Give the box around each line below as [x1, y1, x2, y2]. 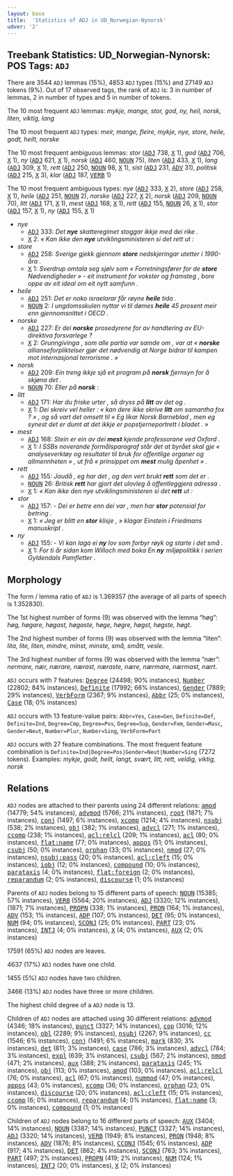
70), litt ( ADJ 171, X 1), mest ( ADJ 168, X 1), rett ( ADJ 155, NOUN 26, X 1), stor [7, 199, 218, 208]
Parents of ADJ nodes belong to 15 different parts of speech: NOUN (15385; [7, 889, 218, 897]
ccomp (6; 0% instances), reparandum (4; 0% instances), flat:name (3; [7, 1096, 218, 1104]
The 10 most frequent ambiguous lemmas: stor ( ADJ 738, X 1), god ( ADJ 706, [7, 149, 226, 157]
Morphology [7, 573, 62, 586]
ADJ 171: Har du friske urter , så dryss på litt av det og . [27, 398, 186, 407]
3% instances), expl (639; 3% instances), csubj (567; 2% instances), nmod [7, 1051, 226, 1060]
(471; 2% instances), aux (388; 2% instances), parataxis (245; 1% [7, 1058, 202, 1067]
